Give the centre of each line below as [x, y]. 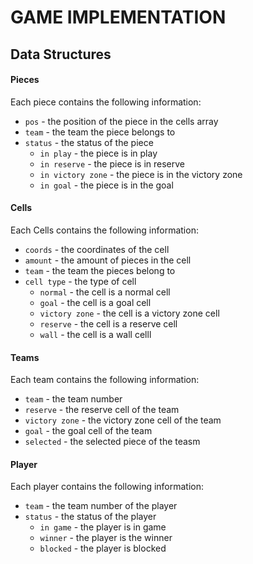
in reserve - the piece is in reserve [112, 163]
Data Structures [61, 54]
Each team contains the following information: [105, 380]
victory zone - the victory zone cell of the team [123, 420]
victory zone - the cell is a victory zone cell [129, 313]
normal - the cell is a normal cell [105, 292]
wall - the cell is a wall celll [95, 334]
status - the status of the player [90, 517]
